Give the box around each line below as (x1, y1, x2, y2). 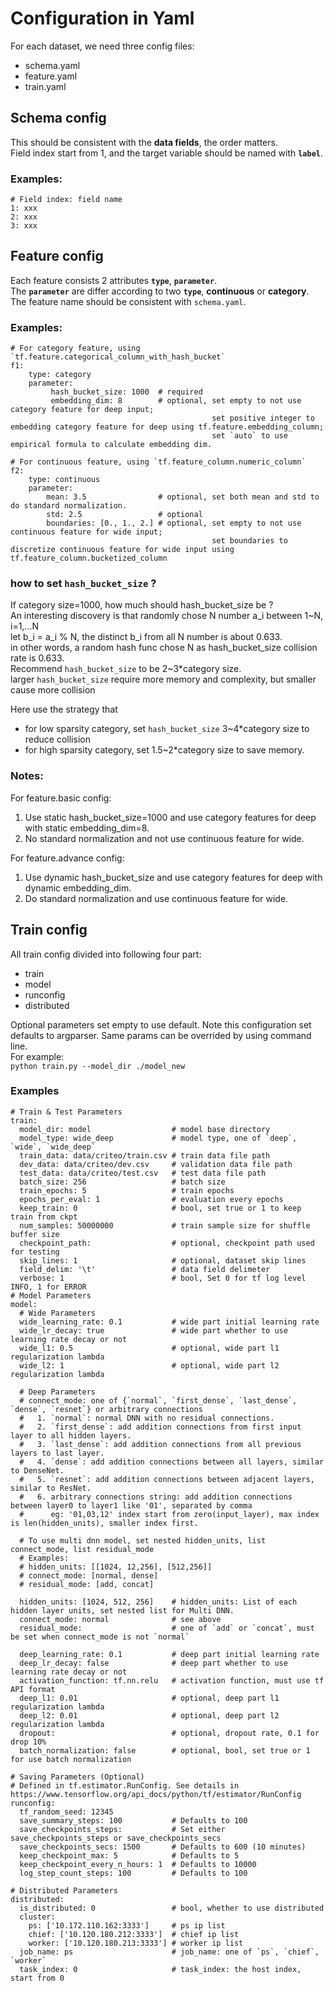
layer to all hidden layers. (10, 1430, 132, 1441)
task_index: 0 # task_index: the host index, (19, 1964, 302, 1974)
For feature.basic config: (10, 792, 112, 804)
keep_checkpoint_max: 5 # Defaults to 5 (19, 1850, 240, 1861)
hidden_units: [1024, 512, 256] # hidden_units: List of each (19, 1597, 298, 1607)
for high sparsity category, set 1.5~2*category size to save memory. (24, 744, 305, 756)
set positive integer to (211, 413, 315, 424)
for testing (10, 1247, 60, 1257)
